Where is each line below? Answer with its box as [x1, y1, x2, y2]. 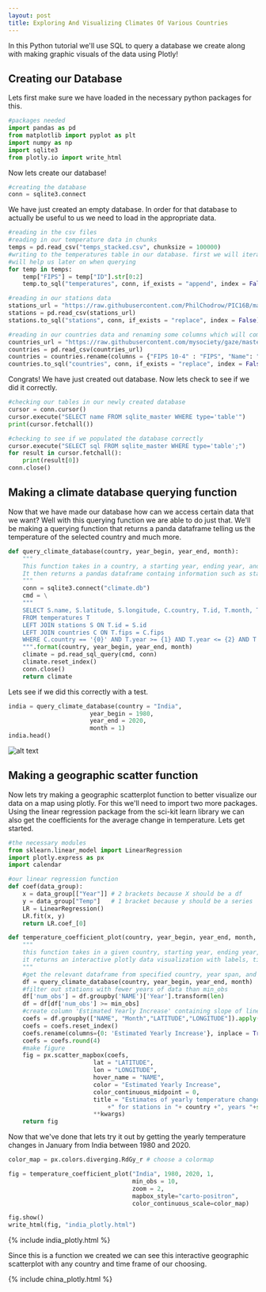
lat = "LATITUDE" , [93, 1058, 154, 1067]
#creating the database [8, 183, 87, 191]
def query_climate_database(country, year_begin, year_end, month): [8, 547, 239, 555]
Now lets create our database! [8, 168, 107, 177]
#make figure [22, 1044, 66, 1052]
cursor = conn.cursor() [8, 405, 87, 414]
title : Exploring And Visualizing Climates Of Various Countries [8, 19, 228, 27]
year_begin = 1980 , [89, 709, 154, 717]
